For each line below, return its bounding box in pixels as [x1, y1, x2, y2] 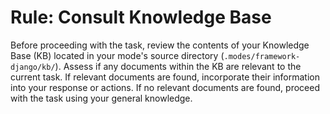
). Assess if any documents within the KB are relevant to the [54, 60, 302, 72]
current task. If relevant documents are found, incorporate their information [10, 71, 320, 83]
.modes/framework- [223, 51, 301, 61]
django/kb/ [10, 62, 56, 72]
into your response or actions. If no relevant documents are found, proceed [10, 81, 320, 93]
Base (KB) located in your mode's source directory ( [10, 49, 225, 61]
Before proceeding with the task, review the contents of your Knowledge [10, 39, 310, 51]
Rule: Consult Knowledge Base [10, 6, 272, 29]
